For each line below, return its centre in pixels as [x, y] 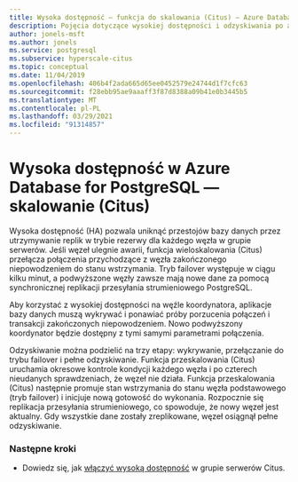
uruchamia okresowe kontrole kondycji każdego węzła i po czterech [133, 368]
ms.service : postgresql [53, 51]
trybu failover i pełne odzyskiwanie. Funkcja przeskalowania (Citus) [132, 360]
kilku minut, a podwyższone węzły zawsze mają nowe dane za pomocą [139, 278]
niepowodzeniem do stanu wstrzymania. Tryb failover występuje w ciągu [142, 268]
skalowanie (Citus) [80, 206]
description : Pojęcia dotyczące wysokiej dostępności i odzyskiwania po [146, 26]
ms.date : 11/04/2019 [47, 75]
